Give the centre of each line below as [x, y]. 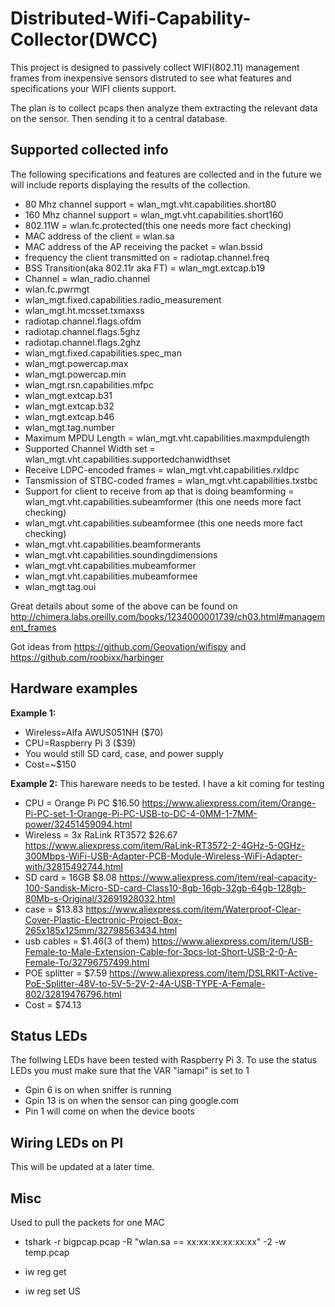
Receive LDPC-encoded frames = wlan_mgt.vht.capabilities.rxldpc [162, 469]
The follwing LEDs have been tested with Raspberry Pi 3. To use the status [164, 1060]
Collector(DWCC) [84, 39]
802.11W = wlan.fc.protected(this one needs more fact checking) [158, 225]
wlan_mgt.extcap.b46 [69, 416]
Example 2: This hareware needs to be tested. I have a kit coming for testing [167, 783]
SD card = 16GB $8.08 [70, 877]
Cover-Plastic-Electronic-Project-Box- [103, 919]
